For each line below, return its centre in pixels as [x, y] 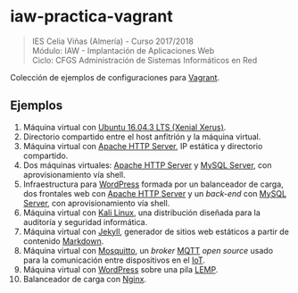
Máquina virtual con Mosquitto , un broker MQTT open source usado [148, 250]
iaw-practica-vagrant [91, 17]
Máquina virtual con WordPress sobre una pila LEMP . [120, 269]
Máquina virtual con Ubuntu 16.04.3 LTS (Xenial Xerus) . [124, 127]
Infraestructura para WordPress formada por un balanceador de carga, [153, 184]
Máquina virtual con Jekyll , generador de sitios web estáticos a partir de [156, 231]
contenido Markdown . [63, 241]
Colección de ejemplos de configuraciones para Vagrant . [115, 77]
